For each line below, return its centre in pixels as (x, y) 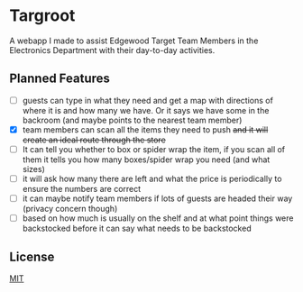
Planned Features (60, 79)
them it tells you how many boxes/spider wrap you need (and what (146, 160)
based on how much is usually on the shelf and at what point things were (158, 218)
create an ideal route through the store (94, 140)
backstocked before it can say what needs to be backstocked (137, 228)
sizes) (33, 169)
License (32, 256)
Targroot (42, 16)
